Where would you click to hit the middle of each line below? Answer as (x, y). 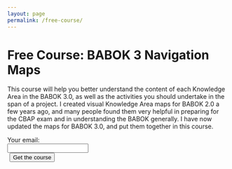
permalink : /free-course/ (45, 20)
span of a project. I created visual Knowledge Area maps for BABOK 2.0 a (113, 104)
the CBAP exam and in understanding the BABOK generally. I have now (110, 119)
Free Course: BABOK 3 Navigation (108, 55)
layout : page (26, 14)
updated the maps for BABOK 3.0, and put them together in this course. (110, 126)
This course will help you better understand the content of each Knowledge (116, 89)
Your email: (23, 140)
